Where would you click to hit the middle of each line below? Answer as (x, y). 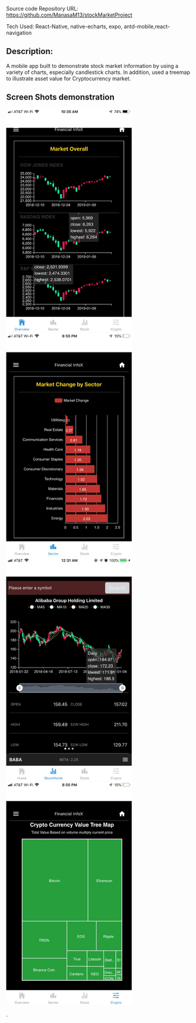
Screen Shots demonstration (60, 97)
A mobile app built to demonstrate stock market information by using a (92, 66)
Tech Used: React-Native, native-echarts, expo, (64, 26)
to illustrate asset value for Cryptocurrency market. (69, 78)
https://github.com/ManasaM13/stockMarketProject (69, 15)
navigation (19, 33)
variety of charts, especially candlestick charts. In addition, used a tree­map (98, 72)
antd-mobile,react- (147, 26)
